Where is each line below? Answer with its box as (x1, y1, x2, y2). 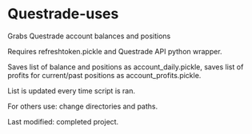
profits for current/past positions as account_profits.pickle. (7, 70, 202, 80)
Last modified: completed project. (7, 116, 119, 126)
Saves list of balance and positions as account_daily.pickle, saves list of (7, 61, 244, 72)
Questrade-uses (7, 5, 119, 23)
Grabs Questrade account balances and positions (7, 31, 171, 41)
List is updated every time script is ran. (7, 85, 136, 96)
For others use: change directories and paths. (7, 101, 158, 111)
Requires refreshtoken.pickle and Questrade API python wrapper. (7, 46, 222, 56)
